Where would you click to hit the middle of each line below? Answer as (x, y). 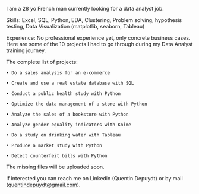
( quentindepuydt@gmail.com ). (43, 185)
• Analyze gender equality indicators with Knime (69, 125)
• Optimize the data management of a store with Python (77, 104)
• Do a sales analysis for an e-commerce (58, 73)
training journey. (26, 50)
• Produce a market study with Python (54, 145)
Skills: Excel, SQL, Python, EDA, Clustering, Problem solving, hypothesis (94, 20)
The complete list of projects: (42, 62)
